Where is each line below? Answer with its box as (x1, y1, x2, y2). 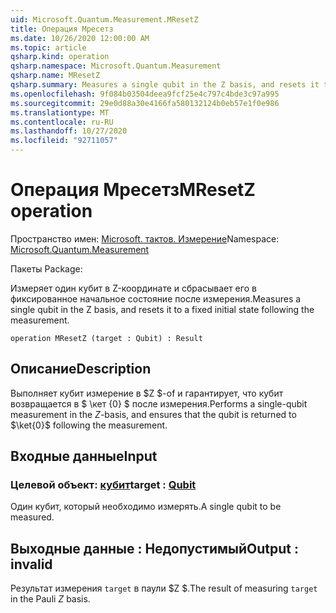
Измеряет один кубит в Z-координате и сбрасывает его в (10, 282, 257, 294)
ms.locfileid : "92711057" (10, 136, 118, 146)
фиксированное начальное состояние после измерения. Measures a (10, 292, 302, 305)
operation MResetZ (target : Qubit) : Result (10, 333, 203, 343)
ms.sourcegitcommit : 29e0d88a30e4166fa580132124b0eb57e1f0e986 (10, 98, 280, 108)
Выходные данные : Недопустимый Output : (10, 540, 300, 557)
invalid (10, 556, 53, 573)
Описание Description (10, 361, 152, 378)
